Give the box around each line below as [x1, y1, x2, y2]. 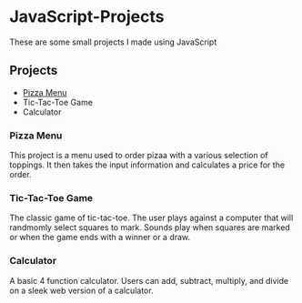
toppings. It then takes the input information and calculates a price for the [9, 159, 285, 170]
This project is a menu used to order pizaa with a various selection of [9, 150, 268, 161]
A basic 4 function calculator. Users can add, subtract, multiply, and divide [9, 275, 289, 286]
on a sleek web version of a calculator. [9, 285, 154, 296]
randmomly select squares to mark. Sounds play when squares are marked [9, 222, 291, 233]
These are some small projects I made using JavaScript [9, 36, 217, 47]
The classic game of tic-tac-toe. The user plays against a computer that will [9, 212, 294, 224]
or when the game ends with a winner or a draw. [9, 232, 191, 243]
